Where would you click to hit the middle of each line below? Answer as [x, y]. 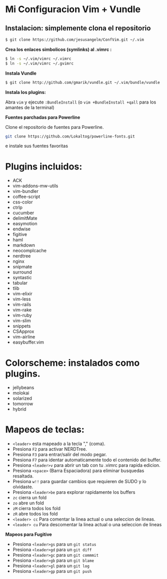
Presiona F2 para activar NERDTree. [50, 449]
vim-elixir [23, 294]
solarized [22, 398]
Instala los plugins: [26, 92]
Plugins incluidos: [44, 166]
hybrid [19, 409]
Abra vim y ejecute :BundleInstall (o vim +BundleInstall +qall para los [81, 102]
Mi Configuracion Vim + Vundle [73, 9]
